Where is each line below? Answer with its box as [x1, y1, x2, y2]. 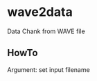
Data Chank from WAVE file [7, 27, 85, 35]
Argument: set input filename [7, 65, 90, 73]
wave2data [7, 4, 73, 20]
